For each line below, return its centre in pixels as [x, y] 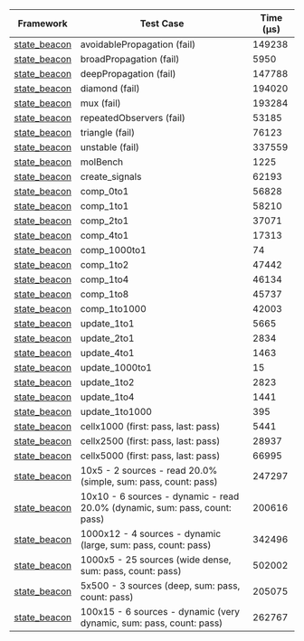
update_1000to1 [116, 368]
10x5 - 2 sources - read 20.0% [149, 471]
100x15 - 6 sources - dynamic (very [160, 612]
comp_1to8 [104, 294]
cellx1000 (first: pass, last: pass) [150, 426]
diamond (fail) [110, 88]
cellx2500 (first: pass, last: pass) [150, 441]
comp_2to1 [104, 221]
